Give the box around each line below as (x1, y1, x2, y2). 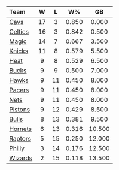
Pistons (9, 105, 30, 113)
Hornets (9, 125, 32, 133)
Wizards (9, 154, 33, 162)
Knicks (9, 47, 29, 55)
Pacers (9, 86, 29, 94)
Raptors (9, 135, 32, 142)
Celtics (9, 28, 29, 35)
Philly (9, 144, 25, 152)
